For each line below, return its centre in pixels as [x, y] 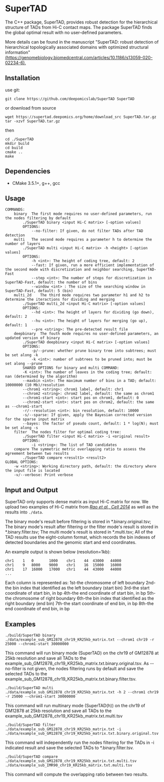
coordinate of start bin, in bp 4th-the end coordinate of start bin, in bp [75, 593]
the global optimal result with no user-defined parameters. [64, 32]
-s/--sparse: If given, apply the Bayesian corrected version [87, 415]
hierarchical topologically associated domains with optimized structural [77, 47]
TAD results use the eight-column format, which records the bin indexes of [80, 537]
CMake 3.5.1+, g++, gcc [36, 183]
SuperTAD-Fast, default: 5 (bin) [39, 291]
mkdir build [17, 143]
